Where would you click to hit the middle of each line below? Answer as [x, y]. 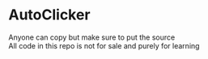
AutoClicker [49, 15]
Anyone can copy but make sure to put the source [92, 37]
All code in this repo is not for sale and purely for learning [104, 45]
